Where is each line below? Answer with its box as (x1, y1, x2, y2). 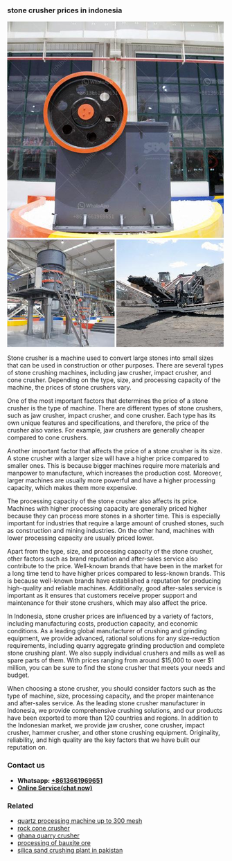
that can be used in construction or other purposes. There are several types (7, 361, 224, 370)
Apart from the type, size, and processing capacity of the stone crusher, (7, 547, 213, 556)
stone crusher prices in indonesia (7, 6, 123, 15)
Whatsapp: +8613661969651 (17, 776, 102, 784)
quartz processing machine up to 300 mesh (17, 816, 143, 825)
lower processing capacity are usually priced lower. (7, 534, 154, 542)
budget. (7, 671, 30, 680)
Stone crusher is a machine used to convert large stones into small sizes (7, 354, 214, 362)
